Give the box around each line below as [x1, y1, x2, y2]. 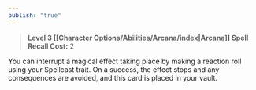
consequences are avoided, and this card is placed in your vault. [8, 73, 218, 82]
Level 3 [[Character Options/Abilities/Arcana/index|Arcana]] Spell [27, 33, 249, 42]
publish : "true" [8, 11, 61, 20]
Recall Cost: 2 [27, 41, 75, 51]
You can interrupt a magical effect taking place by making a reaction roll [8, 56, 242, 66]
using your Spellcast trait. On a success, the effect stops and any [8, 64, 220, 74]
